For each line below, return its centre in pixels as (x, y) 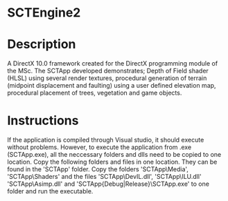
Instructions (43, 121)
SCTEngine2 (44, 13)
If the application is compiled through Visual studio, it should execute (106, 140)
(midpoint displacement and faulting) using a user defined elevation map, (112, 86)
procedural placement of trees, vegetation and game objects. (95, 93)
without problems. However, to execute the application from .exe (99, 147)
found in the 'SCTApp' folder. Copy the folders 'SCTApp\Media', (98, 169)
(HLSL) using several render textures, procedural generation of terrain (107, 78)
